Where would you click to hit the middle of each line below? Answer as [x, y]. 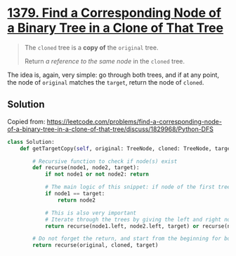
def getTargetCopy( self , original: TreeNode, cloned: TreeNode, [116, 148]
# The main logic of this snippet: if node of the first [130, 187]
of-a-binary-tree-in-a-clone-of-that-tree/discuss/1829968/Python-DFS [111, 129]
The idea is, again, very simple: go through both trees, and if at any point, [113, 75]
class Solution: [31, 142]
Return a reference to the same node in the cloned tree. [104, 61]
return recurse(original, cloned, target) [96, 245]
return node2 [77, 200]
